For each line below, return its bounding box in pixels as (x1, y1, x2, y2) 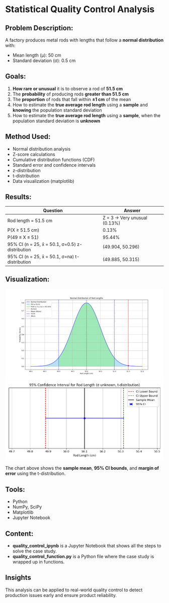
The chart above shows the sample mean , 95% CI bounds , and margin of (5, 465, 159, 471)
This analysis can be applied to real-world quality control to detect (5, 587, 143, 593)
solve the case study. (12, 548, 57, 554)
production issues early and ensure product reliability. (5, 592, 117, 598)
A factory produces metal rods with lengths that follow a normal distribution (5, 37, 164, 43)
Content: (5, 529, 34, 538)
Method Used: (5, 132, 51, 141)
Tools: (5, 485, 25, 493)
